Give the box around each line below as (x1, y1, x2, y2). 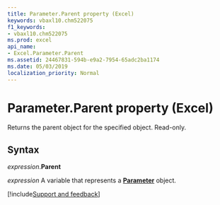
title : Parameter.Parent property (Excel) (7, 10, 134, 18)
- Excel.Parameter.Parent (7, 50, 83, 57)
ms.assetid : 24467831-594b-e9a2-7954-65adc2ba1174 (7, 57, 160, 64)
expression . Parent (7, 163, 62, 171)
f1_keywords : (7, 23, 46, 30)
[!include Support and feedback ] (7, 190, 100, 199)
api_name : (7, 43, 37, 50)
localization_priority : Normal (7, 69, 100, 76)
